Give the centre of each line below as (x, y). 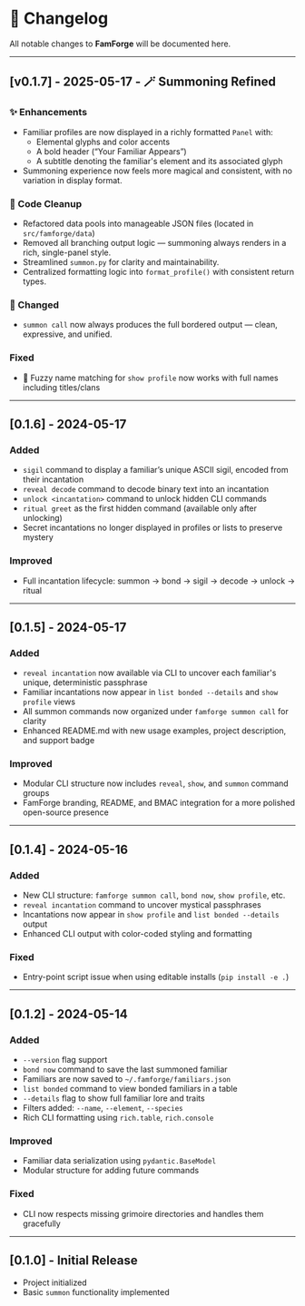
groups (36, 793)
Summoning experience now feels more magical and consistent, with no (157, 171)
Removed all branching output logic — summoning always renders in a (154, 242)
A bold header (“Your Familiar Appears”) (112, 151)
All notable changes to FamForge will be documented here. (120, 44)
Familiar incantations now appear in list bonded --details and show (150, 692)
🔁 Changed (34, 305)
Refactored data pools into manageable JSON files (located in (138, 223)
